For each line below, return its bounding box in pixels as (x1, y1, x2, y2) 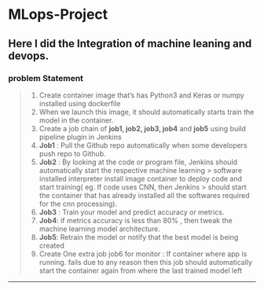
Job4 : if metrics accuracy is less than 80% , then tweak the (38, 215, 233, 225)
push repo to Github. (38, 149, 106, 158)
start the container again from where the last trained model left (38, 266, 243, 275)
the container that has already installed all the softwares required (38, 190, 250, 200)
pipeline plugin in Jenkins (38, 132, 122, 141)
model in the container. (38, 116, 114, 125)
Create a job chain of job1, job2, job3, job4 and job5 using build (38, 123, 246, 133)
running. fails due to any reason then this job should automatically (38, 257, 253, 266)
